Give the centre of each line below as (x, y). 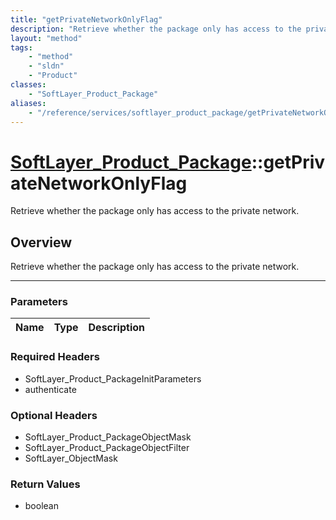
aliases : (28, 103)
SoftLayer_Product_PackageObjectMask (108, 437)
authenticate (50, 389)
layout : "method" (46, 38)
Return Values (45, 484)
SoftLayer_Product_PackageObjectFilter (107, 448)
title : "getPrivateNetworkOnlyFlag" (86, 19)
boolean (41, 506)
